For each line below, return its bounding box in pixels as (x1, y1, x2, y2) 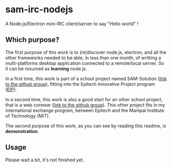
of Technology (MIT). (5, 113, 50, 119)
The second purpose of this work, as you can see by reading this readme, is (5, 122, 166, 129)
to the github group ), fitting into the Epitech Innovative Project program (5, 81, 155, 87)
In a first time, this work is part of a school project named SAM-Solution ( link (5, 76, 167, 82)
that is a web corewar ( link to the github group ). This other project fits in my (5, 102, 165, 108)
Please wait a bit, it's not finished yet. (5, 157, 85, 163)
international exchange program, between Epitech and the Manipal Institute (5, 107, 164, 114)
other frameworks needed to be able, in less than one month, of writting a (5, 54, 161, 61)
